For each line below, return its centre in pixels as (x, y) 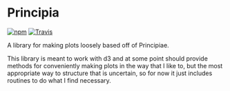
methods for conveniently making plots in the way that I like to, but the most (115, 65)
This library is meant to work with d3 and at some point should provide (108, 58)
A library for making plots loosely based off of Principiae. (88, 45)
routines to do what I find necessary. (59, 80)
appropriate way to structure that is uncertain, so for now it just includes (110, 73)
